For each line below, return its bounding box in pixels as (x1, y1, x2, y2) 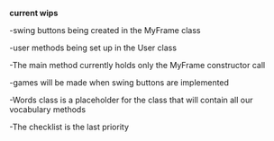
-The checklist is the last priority (9, 121, 129, 132)
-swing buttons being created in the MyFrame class (9, 25, 201, 35)
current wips (9, 8, 59, 18)
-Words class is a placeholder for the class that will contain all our (9, 94, 254, 105)
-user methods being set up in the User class (9, 42, 178, 53)
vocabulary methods (9, 104, 87, 115)
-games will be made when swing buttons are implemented (9, 77, 230, 88)
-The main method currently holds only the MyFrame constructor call (9, 60, 266, 70)
